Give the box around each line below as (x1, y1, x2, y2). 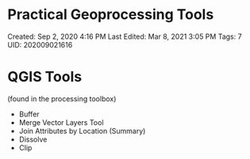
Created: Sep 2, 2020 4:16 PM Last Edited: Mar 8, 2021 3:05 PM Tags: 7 (7, 32, 243, 41)
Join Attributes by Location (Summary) (18, 126, 146, 135)
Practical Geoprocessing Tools (7, 6, 214, 24)
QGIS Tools (7, 68, 83, 86)
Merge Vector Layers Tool (18, 117, 104, 127)
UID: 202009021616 (7, 40, 73, 49)
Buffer (18, 109, 40, 119)
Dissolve (18, 134, 48, 144)
